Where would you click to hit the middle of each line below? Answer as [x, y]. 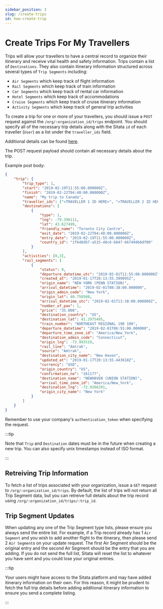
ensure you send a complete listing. [41, 593]
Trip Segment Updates [40, 516]
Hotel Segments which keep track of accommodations [65, 97]
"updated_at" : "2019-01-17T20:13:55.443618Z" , [88, 360]
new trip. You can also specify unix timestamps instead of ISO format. [75, 448]
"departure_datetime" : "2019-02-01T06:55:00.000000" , [95, 329]
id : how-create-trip [26, 19]
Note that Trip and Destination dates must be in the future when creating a [81, 443]
